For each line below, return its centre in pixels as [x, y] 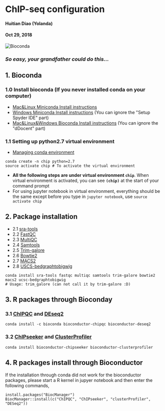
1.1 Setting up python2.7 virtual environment [60, 141]
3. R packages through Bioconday [59, 300]
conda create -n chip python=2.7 [40, 161]
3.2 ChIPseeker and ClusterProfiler [48, 337]
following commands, [27, 385]
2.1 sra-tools [25, 229]
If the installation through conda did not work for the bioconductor [73, 375]
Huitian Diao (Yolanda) [29, 23]
